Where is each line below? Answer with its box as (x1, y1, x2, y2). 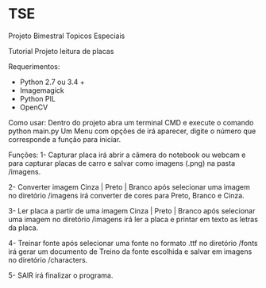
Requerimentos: (8, 61, 60, 71)
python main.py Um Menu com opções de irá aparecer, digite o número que (8, 126, 256, 136)
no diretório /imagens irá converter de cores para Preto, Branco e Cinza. (8, 190, 245, 200)
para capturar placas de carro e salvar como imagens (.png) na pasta (8, 158, 236, 167)
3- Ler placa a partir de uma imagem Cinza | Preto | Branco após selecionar (8, 205, 256, 215)
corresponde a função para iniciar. (8, 134, 121, 144)
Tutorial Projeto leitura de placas (8, 46, 114, 56)
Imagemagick (19, 85, 65, 95)
